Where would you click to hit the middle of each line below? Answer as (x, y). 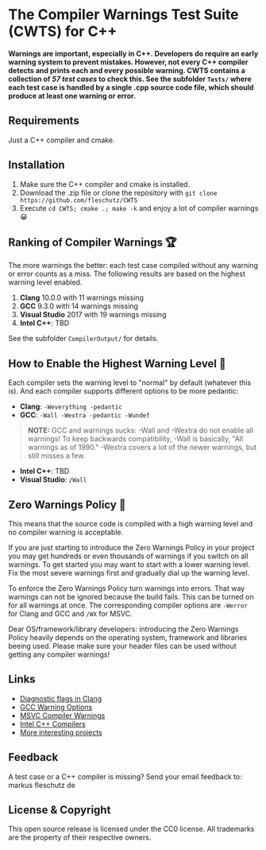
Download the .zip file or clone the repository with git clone (118, 192)
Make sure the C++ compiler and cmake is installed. (105, 184)
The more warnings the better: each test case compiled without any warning (133, 266)
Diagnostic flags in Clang (60, 698)
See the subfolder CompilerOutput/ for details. (83, 339)
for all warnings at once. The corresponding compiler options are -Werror (128, 605)
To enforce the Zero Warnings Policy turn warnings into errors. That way (127, 588)
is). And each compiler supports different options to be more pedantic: (123, 391)
